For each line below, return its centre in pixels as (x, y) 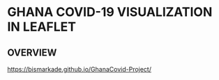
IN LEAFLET (42, 27)
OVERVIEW (32, 53)
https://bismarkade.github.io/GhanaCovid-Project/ (80, 69)
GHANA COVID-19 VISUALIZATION (110, 12)
